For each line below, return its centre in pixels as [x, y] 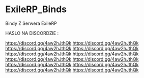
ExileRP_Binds [36, 9]
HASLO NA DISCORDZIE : [32, 33]
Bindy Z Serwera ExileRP [31, 23]
